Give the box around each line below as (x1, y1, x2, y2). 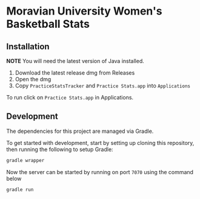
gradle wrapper (6, 157, 45, 163)
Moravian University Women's (6, 4, 162, 18)
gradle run (6, 186, 34, 192)
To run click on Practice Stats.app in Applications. (6, 94, 134, 101)
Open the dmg (15, 76, 52, 83)
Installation (6, 41, 50, 52)
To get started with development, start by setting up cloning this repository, (6, 139, 195, 146)
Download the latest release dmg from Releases (15, 69, 135, 76)
